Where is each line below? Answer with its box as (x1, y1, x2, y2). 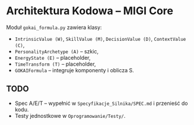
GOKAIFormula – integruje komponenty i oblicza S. (14, 66, 135, 73)
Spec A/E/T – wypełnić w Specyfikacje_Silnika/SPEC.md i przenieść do (14, 100, 188, 107)
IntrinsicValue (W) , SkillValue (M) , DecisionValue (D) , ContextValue (14, 35, 186, 42)
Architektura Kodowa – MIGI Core (6, 4, 174, 18)
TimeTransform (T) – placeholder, (14, 60, 96, 68)
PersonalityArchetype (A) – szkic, (14, 47, 99, 55)
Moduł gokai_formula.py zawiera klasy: (6, 24, 102, 31)
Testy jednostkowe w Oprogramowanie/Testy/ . (14, 112, 126, 119)
